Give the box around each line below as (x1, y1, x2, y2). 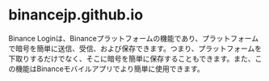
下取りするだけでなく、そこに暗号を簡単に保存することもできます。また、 (8, 53, 256, 63)
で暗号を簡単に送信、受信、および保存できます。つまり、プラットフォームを (8, 43, 263, 53)
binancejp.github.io (8, 6, 144, 24)
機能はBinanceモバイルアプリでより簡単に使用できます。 (15, 63, 204, 74)
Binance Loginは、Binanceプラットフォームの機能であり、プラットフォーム (8, 33, 259, 43)
